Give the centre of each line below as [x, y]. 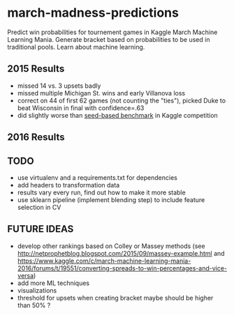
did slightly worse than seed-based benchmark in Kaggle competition [117, 115]
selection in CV [39, 207]
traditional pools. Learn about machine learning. [76, 47]
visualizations [37, 290]
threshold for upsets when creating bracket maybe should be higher [115, 298]
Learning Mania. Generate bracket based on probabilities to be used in [109, 39]
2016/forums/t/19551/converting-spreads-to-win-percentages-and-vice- [122, 268]
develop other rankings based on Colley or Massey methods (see [111, 246]
